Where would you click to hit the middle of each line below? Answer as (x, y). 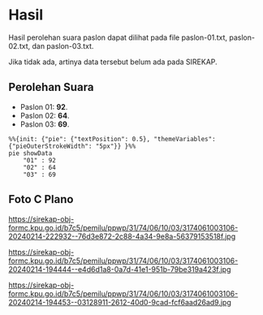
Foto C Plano (41, 199)
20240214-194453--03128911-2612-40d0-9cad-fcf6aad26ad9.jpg (120, 302)
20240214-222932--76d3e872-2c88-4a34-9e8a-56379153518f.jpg (122, 236)
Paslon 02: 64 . (45, 115)
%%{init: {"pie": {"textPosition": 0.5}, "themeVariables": (112, 139)
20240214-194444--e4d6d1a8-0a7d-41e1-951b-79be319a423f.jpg (120, 269)
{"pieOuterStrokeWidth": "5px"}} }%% (72, 146)
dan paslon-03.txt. (63, 45)
